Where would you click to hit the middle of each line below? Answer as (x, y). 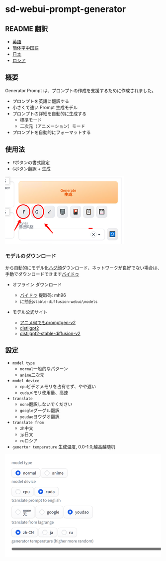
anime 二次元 (32, 375)
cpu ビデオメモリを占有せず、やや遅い (58, 386)
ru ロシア (29, 440)
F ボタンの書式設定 (31, 162)
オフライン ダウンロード (37, 284)
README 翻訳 (27, 29)
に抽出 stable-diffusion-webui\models (59, 301)
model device (26, 381)
